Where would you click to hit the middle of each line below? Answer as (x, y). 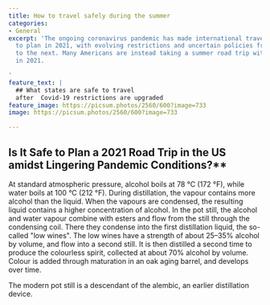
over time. (25, 270)
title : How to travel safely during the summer (90, 16)
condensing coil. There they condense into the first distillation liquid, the (128, 227)
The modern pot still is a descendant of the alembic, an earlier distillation (129, 285)
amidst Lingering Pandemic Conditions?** (118, 165)
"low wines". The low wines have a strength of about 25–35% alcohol (145, 235)
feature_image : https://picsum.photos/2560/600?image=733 (107, 105)
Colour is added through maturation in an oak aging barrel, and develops (129, 261)
